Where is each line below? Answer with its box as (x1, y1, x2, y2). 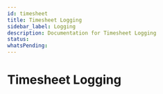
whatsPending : (7, 42, 49, 49)
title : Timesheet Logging (7, 17, 82, 23)
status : (7, 36, 30, 43)
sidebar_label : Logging (7, 23, 76, 30)
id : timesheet (7, 10, 49, 17)
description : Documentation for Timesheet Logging (7, 29, 157, 37)
